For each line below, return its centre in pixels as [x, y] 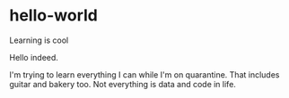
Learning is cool [39, 40]
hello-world [54, 16]
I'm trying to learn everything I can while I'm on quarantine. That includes [144, 74]
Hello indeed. [34, 57]
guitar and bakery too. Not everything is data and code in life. [123, 84]
